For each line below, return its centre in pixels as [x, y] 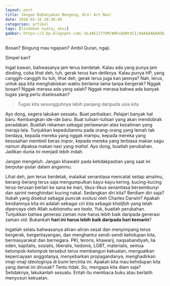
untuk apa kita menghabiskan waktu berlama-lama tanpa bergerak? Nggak [83, 84]
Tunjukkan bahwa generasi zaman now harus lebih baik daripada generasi [83, 214]
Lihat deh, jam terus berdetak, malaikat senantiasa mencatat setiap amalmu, [84, 177]
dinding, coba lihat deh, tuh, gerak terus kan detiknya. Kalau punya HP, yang [85, 73]
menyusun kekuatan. [27, 278]
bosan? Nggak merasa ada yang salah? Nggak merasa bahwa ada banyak [82, 89]
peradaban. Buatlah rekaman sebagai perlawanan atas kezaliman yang [79, 125]
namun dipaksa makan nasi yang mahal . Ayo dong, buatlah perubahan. [79, 146]
